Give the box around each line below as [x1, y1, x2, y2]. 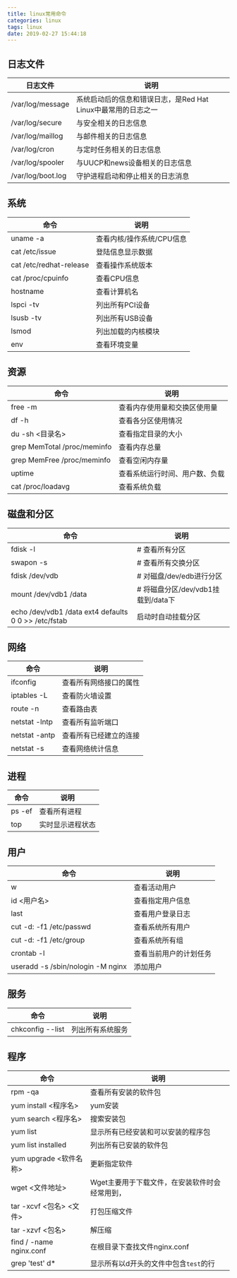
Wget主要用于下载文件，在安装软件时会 [90, 1177, 221, 1187]
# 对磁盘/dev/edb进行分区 [136, 571, 223, 581]
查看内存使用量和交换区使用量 [119, 402, 218, 412]
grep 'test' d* [11, 1258, 56, 1268]
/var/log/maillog [11, 131, 63, 141]
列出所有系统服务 [71, 1024, 128, 1034]
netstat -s [11, 743, 44, 753]
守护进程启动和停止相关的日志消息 [76, 171, 190, 181]
